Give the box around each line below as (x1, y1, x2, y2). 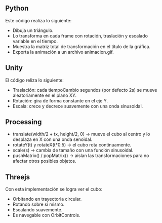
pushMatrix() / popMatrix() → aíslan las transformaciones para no (12, 153, 149, 159)
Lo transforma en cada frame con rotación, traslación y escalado (12, 32, 148, 39)
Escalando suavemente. (12, 207, 63, 213)
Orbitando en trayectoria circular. (12, 196, 82, 202)
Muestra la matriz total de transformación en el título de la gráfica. (12, 43, 151, 50)
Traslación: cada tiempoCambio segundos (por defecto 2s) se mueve (12, 87, 157, 93)
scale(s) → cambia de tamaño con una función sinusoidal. (12, 147, 134, 154)
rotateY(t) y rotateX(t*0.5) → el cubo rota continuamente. (12, 142, 132, 148)
